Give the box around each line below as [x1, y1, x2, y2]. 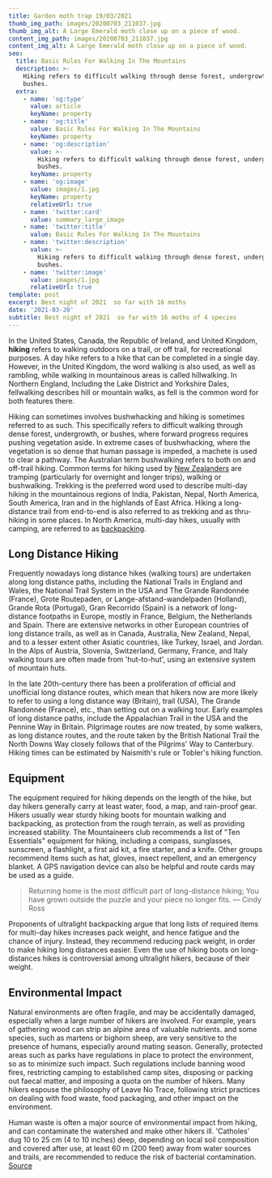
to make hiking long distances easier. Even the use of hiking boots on [8, 945, 240, 955]
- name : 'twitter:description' [23, 238, 129, 246]
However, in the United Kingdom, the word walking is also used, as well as [8, 362, 256, 371]
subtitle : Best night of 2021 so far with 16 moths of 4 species [8, 313, 237, 321]
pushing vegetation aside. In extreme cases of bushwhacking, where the [8, 437, 251, 447]
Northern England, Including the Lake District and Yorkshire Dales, [8, 379, 229, 388]
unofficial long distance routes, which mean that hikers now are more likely [8, 688, 258, 697]
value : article [29, 102, 82, 110]
